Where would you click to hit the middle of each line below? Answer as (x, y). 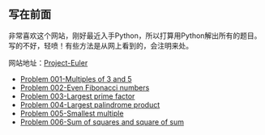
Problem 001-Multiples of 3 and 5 (76, 78)
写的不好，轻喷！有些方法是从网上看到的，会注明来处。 (100, 45)
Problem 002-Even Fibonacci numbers (85, 87)
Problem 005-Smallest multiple (72, 113)
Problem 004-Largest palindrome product (90, 104)
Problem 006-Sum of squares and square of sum (102, 122)
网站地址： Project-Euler (48, 62)
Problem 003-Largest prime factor (77, 96)
